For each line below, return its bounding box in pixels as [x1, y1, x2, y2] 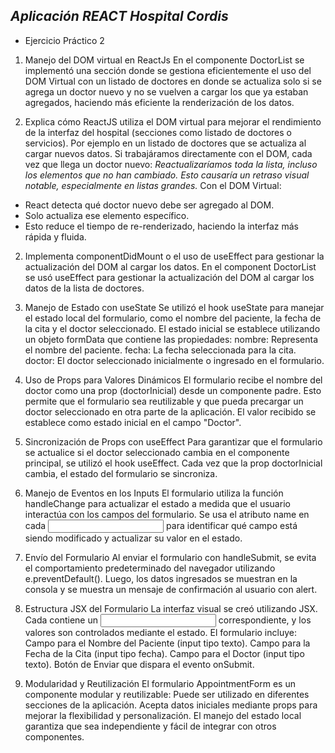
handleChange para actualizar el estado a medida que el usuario [24, 497, 291, 509]
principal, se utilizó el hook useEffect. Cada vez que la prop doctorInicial [24, 457, 323, 469]
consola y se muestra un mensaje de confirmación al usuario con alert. [24, 583, 318, 595]
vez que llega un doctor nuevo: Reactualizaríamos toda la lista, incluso [24, 158, 318, 170]
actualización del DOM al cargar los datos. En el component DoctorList [24, 260, 317, 273]
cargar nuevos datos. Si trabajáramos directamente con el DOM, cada [24, 147, 313, 159]
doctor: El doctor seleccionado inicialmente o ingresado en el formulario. [24, 354, 325, 366]
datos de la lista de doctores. [24, 282, 145, 294]
